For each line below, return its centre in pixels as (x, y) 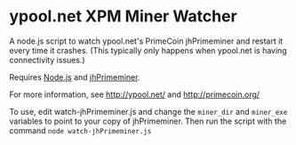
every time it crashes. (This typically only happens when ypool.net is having (148, 50)
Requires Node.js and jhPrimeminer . (75, 77)
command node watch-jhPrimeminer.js (80, 130)
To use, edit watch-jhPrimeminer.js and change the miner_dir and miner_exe (148, 111)
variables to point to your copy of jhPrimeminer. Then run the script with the (148, 121)
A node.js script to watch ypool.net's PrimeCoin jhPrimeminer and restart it (146, 41)
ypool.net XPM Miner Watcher (123, 16)
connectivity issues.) (48, 60)
